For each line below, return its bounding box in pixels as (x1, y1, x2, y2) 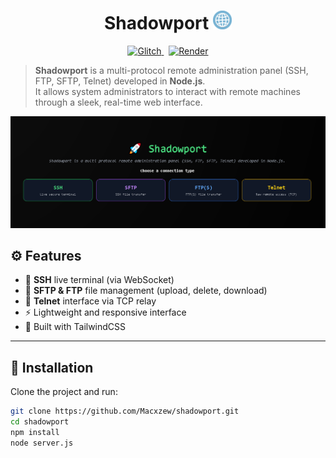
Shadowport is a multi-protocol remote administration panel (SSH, (34, 64, 309, 76)
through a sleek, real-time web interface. (34, 96, 203, 108)
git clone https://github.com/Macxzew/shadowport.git (10, 406, 240, 417)
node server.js (10, 438, 74, 448)
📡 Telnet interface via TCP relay (24, 295, 157, 307)
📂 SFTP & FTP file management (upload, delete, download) (24, 285, 268, 297)
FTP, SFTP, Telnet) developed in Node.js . (34, 75, 206, 87)
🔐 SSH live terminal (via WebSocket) (24, 274, 175, 286)
